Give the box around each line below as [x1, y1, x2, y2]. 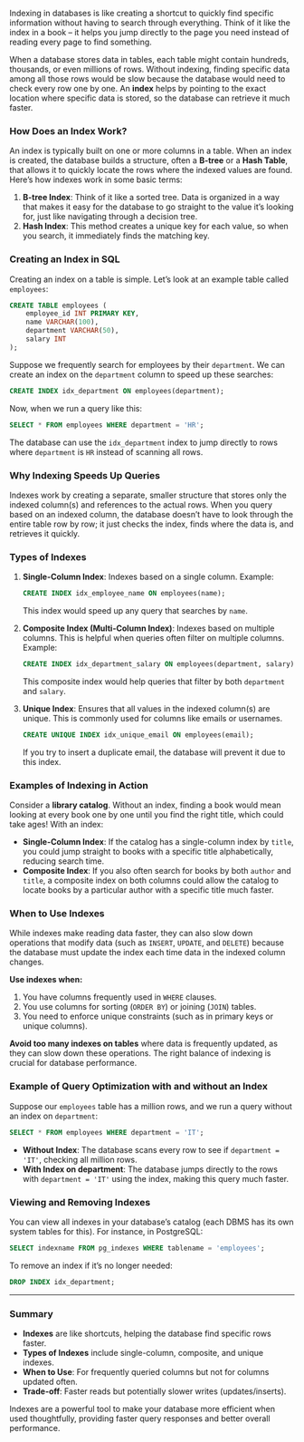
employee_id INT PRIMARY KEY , [25, 309, 140, 318]
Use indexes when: [9, 974, 83, 985]
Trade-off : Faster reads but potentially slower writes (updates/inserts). [22, 1386, 287, 1397]
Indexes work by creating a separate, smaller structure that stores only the [9, 489, 287, 500]
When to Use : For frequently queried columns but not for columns [22, 1366, 270, 1377]
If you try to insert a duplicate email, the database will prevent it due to [22, 747, 286, 758]
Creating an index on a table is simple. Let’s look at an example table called [9, 274, 290, 285]
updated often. [22, 1376, 79, 1387]
